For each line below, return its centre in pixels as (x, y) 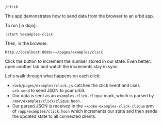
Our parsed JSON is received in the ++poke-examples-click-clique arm (83, 106)
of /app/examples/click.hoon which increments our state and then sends (85, 111)
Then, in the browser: (26, 43)
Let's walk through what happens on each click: (53, 76)
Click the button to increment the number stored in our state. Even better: (78, 61)
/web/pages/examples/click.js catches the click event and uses (76, 85)
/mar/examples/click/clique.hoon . (46, 101)
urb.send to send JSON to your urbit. (49, 90)
